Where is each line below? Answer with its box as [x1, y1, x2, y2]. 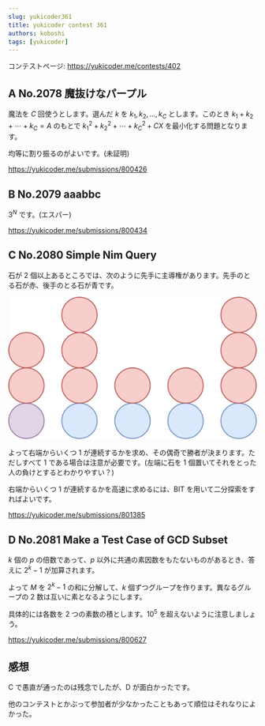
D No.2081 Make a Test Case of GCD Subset [8, 533, 229, 547]
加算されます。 [50, 565, 99, 574]
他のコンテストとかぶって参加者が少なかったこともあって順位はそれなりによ [8, 699, 256, 709]
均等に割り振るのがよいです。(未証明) [8, 149, 130, 158]
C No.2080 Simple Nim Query [8, 249, 157, 262]
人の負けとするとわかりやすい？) [8, 468, 114, 477]
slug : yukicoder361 [8, 13, 73, 21]
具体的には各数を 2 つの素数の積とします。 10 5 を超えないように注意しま [8, 608, 243, 619]
